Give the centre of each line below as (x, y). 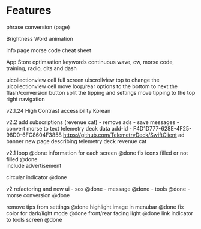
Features (29, 10)
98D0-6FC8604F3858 (34, 135)
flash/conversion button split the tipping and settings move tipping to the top (101, 92)
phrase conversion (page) (38, 27)
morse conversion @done (38, 195)
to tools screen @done (34, 219)
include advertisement (34, 165)
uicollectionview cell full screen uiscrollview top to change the (83, 80)
